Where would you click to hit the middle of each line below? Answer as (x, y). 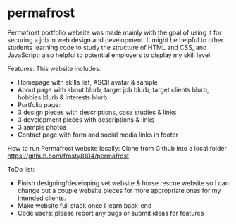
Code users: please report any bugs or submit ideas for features (111, 213)
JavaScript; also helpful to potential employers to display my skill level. (110, 55)
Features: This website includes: (54, 68)
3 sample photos (42, 127)
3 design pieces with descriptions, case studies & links (97, 112)
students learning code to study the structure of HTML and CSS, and (107, 47)
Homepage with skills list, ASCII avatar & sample (88, 82)
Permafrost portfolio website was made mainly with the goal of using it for (114, 32)
